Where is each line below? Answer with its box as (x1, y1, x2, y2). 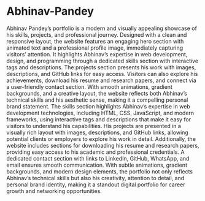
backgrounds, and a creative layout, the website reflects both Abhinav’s (6, 89, 187, 97)
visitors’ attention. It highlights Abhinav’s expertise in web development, (6, 50, 188, 58)
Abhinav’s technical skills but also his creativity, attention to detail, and (6, 174, 185, 181)
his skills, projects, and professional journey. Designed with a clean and (6, 31, 187, 38)
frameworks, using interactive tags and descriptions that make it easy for (6, 115, 191, 123)
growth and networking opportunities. (6, 187, 102, 194)
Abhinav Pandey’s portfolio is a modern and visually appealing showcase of (6, 25, 198, 32)
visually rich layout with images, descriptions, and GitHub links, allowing (6, 129, 188, 136)
